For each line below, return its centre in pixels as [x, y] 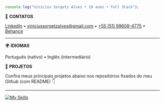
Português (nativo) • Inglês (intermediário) [48, 57]
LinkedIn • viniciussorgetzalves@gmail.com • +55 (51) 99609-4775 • [75, 26]
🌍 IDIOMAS [17, 45]
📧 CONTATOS [19, 16]
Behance [14, 31]
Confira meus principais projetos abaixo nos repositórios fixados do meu [79, 76]
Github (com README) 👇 [30, 81]
